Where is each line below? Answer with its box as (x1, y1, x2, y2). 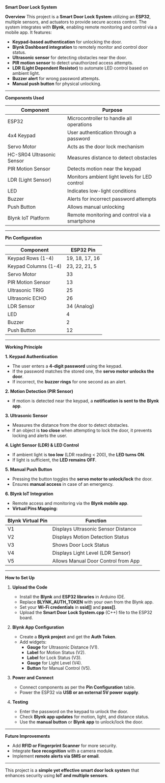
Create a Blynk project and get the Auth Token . (19, 634, 117, 639)
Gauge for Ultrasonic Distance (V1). (27, 644, 99, 650)
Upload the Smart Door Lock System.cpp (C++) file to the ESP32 (19, 610, 153, 615)
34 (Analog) (66, 303, 94, 310)
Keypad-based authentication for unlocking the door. (12, 39, 122, 45)
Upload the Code (12, 584, 48, 590)
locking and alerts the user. (12, 433, 67, 438)
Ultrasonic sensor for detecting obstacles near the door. (12, 55, 127, 61)
